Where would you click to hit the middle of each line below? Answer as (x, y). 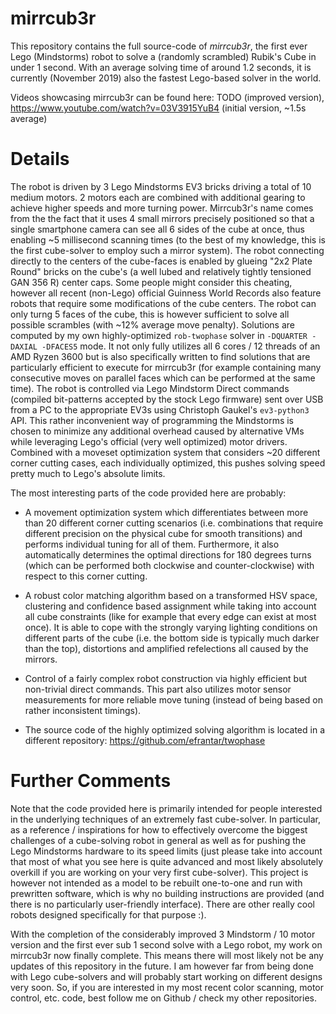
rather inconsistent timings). (83, 710)
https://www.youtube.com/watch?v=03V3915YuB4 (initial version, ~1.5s (158, 108)
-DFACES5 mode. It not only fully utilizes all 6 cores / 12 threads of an (181, 346)
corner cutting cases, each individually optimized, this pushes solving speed (168, 463)
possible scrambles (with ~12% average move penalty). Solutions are (153, 324)
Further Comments (91, 781)
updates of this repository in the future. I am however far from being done (162, 966)
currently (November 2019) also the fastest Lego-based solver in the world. (166, 78)
